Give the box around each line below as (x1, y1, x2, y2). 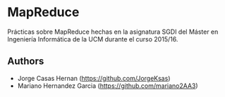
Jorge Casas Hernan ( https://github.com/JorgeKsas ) (17, 74, 171, 82)
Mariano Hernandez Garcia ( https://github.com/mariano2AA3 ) (17, 82, 199, 90)
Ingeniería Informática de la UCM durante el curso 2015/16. (7, 34, 178, 43)
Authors (7, 56, 44, 67)
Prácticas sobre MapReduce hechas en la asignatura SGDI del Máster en (7, 27, 219, 36)
